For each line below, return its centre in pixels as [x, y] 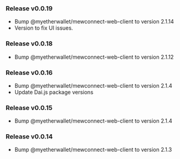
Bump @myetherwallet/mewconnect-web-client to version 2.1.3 [93, 150]
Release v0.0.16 [29, 73]
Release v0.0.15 [29, 108]
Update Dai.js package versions [54, 92]
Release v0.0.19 [29, 8]
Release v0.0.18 [29, 44]
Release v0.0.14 [29, 137]
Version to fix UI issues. [44, 28]
